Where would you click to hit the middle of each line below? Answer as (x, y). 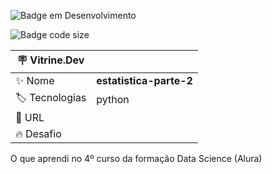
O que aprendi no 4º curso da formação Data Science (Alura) (136, 158)
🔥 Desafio (38, 133)
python (113, 99)
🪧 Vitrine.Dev (50, 60)
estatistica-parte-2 (144, 80)
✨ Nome (35, 80)
